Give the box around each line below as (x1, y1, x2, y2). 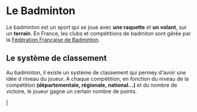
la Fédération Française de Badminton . (6, 36, 100, 43)
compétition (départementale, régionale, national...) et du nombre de (6, 81, 177, 88)
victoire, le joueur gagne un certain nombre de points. (6, 87, 137, 95)
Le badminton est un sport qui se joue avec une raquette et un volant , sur (6, 24, 187, 31)
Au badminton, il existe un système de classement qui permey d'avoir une (6, 69, 186, 76)
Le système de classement (6, 53, 107, 63)
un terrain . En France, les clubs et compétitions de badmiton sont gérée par (6, 29, 191, 37)
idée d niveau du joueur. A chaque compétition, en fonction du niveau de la (6, 75, 189, 82)
